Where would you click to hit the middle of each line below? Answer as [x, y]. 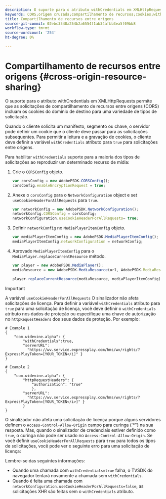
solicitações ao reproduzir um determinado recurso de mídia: [67, 162]
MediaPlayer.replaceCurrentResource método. [59, 256]
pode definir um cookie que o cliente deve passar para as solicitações [77, 131]
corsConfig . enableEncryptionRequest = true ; [59, 185]
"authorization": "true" [57, 384]
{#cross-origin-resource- [93, 77]
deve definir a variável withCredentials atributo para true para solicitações [82, 142]
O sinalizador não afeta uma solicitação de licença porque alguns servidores [83, 419]
